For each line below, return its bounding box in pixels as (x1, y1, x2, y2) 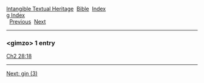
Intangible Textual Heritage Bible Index (6, 5, 106, 12)
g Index (6, 12, 25, 19)
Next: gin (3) (6, 70, 38, 78)
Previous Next (8, 18, 46, 25)
